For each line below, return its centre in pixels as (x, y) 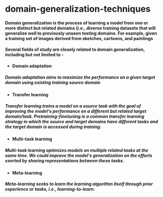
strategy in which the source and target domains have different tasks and (82, 121)
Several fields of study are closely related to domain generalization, (75, 49)
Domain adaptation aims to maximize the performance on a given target (80, 77)
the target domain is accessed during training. (53, 127)
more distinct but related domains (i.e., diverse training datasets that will (81, 28)
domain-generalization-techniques (78, 9)
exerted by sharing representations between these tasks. (65, 160)
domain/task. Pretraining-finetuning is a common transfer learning (75, 116)
